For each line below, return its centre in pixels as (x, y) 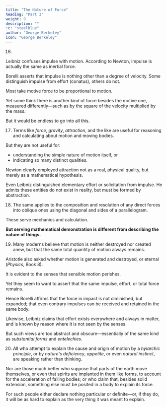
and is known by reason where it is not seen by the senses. (66, 324)
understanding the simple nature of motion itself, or (65, 155)
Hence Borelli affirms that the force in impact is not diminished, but (74, 298)
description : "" (22, 24)
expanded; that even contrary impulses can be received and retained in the (83, 304)
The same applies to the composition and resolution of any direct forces (86, 204)
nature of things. (23, 234)
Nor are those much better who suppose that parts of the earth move (76, 368)
